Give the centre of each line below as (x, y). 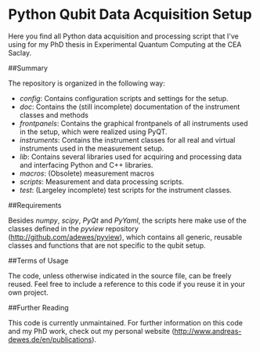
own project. (28, 292)
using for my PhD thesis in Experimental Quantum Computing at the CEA (125, 44)
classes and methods (54, 114)
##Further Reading (38, 307)
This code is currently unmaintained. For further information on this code (125, 322)
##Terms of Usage (38, 260)
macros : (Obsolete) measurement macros (87, 173)
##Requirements (35, 205)
